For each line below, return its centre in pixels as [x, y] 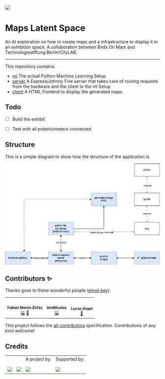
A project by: [39, 359]
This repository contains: [30, 66]
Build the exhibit [28, 119]
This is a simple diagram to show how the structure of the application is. [78, 156]
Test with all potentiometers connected [52, 129]
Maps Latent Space [45, 28]
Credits [17, 346]
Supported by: [70, 359]
